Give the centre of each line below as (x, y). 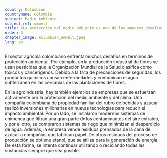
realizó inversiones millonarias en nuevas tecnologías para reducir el (75, 108)
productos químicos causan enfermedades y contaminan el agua (72, 77)
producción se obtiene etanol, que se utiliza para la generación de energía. (82, 140)
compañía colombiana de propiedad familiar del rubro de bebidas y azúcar (82, 103)
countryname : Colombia (29, 14)
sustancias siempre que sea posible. (42, 150)
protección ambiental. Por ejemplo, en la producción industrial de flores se (82, 61)
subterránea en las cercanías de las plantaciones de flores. (66, 82)
